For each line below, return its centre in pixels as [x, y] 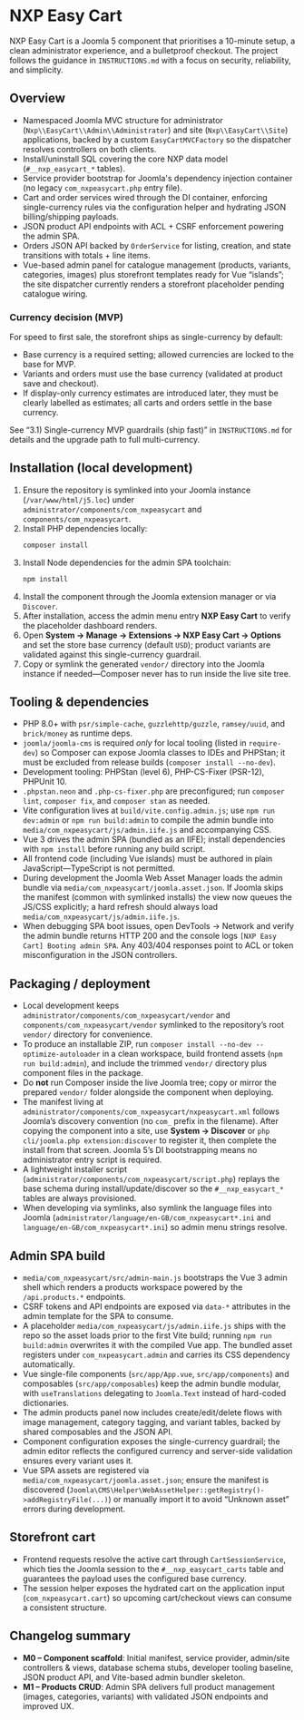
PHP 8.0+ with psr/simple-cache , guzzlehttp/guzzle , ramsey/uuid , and [154, 724]
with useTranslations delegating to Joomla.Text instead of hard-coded [154, 1393]
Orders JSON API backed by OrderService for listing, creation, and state [157, 245]
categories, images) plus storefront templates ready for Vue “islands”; [153, 274]
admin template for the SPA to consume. [98, 1316]
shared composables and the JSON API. [98, 1432]
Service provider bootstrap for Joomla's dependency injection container [157, 178]
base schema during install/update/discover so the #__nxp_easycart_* [153, 1188]
